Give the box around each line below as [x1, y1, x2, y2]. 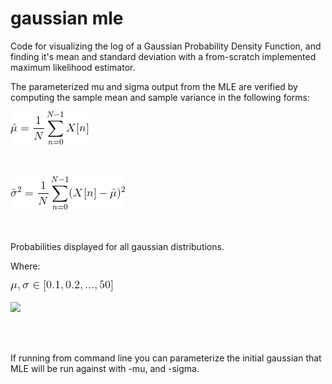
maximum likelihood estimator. [10, 61, 136, 73]
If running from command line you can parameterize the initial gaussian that [10, 352, 322, 364]
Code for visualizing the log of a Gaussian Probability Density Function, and [10, 40, 322, 52]
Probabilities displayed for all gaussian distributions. [10, 240, 225, 252]
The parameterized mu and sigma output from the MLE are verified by [10, 80, 298, 92]
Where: [10, 260, 41, 272]
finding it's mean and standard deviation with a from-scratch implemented [10, 50, 317, 62]
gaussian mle [10, 7, 124, 30]
